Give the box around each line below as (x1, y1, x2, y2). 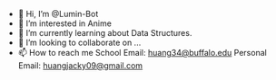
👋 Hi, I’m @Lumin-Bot (17, 9, 99, 19)
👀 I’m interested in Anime (17, 18, 112, 29)
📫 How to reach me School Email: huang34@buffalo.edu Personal (17, 48, 268, 58)
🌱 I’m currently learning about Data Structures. (17, 28, 192, 38)
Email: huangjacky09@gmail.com (17, 60, 143, 71)
